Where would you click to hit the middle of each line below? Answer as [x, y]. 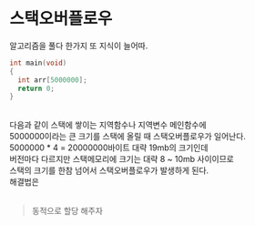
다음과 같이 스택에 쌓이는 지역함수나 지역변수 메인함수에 [108, 125]
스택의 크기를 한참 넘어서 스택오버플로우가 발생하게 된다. [109, 170]
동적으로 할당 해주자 [67, 211]
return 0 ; [36, 88]
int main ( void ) [38, 63]
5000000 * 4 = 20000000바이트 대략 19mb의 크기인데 [109, 148]
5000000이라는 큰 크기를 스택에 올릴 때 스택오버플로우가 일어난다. [127, 137]
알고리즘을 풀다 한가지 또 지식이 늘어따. [79, 46]
